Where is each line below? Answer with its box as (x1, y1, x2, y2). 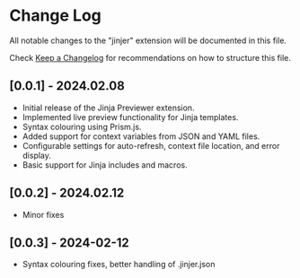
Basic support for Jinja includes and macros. (22, 159, 188, 170)
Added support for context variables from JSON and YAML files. (22, 131, 260, 142)
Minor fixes (22, 209, 65, 220)
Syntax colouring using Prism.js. (22, 121, 142, 132)
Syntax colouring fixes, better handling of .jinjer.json (22, 259, 216, 270)
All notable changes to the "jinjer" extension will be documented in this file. (9, 35, 287, 46)
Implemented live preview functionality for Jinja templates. (22, 111, 239, 122)
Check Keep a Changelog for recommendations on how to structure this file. (9, 52, 292, 63)
